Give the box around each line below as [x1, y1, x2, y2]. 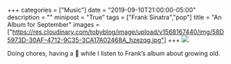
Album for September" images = [7, 21, 100, 28]
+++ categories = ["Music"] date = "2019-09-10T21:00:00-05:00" [7, 6, 196, 14]
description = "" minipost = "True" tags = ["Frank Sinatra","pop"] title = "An [7, 13, 222, 21]
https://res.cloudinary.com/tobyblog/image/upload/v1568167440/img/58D [12, 28, 225, 36]
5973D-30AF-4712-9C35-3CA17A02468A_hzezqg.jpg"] [7, 36, 167, 44]
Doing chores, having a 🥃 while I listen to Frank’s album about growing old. [7, 50, 221, 57]
